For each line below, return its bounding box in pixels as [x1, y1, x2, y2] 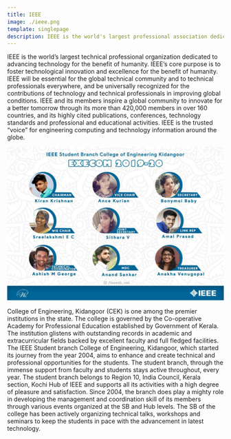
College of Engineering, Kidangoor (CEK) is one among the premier [7, 307, 197, 316]
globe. [7, 133, 25, 141]
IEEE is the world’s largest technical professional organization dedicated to [7, 52, 218, 61]
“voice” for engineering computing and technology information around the [7, 126, 217, 134]
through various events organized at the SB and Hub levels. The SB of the [7, 402, 216, 411]
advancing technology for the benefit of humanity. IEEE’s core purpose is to [7, 60, 221, 68]
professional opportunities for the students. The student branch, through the [7, 358, 223, 367]
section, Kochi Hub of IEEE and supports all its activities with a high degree [7, 380, 219, 389]
